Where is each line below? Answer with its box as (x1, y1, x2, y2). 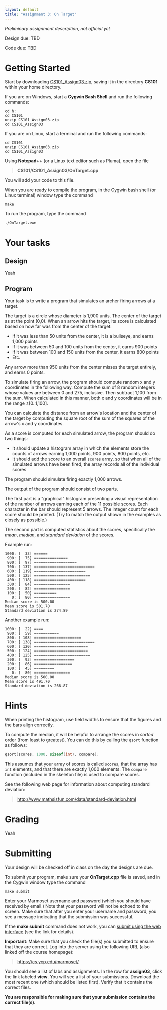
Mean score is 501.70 (5, 604, 50, 609)
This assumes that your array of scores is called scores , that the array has (5, 761, 157, 767)
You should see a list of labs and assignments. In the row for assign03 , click (5, 968, 162, 974)
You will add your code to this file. (5, 177, 75, 183)
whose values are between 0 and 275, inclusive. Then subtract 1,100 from (5, 390, 156, 396)
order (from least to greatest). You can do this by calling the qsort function (5, 737, 159, 743)
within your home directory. (5, 84, 62, 90)
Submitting (5, 848, 52, 859)
